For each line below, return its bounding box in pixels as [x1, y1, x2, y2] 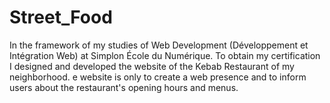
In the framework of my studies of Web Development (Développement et [9, 39, 309, 51]
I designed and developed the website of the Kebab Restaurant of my [9, 60, 295, 72]
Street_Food [9, 6, 113, 29]
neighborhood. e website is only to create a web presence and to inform [9, 71, 307, 83]
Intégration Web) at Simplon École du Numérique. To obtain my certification [9, 49, 321, 61]
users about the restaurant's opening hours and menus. [9, 81, 239, 93]
